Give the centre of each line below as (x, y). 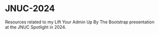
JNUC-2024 (30, 9)
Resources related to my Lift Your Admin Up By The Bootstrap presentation (80, 22)
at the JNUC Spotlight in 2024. (36, 27)
